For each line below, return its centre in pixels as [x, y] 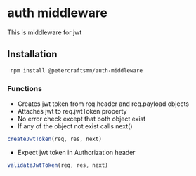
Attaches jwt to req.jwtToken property [72, 111]
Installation [32, 54]
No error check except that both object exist [81, 119]
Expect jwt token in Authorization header [76, 152]
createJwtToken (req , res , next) [54, 139]
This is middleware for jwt [45, 32]
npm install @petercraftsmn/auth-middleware [76, 70]
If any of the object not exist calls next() [75, 126]
